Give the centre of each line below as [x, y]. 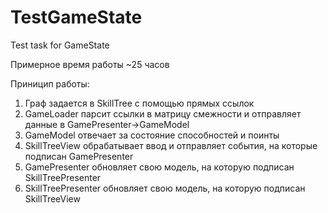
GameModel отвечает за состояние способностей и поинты [152, 135]
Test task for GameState [60, 45]
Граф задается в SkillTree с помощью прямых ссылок [139, 103]
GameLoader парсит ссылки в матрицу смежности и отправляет [163, 113]
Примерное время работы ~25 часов [90, 64]
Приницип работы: [50, 83]
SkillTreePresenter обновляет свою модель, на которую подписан [165, 188]
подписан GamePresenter [79, 156]
